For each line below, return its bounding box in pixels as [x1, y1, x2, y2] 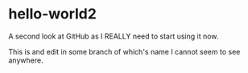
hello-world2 [8, 5, 97, 23]
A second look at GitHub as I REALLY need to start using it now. [8, 31, 219, 41]
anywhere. [8, 55, 43, 65]
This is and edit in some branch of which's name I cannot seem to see [8, 47, 241, 56]
